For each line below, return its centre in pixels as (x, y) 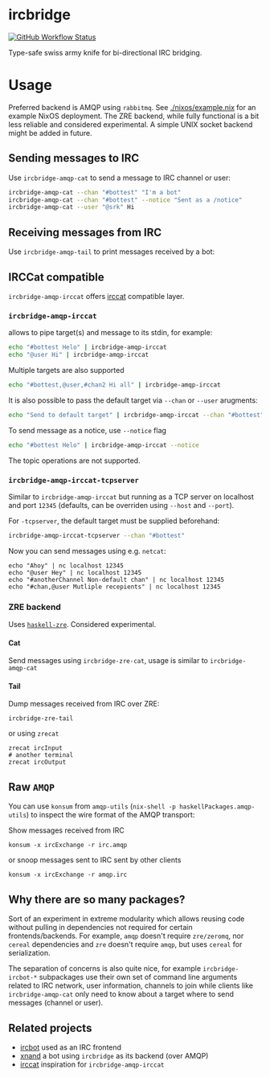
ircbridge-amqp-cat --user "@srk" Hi (72, 207)
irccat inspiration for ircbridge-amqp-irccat (92, 1064)
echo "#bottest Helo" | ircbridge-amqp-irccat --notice (104, 445)
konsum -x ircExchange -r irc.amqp (68, 846)
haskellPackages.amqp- (217, 807)
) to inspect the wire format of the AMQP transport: (110, 815)
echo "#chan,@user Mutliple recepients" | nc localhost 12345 (115, 587)
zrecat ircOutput (37, 762)
